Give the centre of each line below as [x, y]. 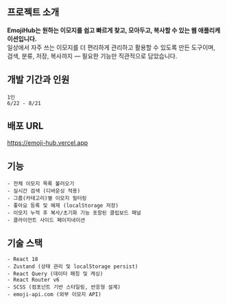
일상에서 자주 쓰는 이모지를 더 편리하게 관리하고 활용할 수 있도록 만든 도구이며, [111, 47]
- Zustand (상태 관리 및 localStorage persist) [73, 267]
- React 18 [23, 260]
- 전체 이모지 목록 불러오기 [41, 184]
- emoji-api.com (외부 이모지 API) [54, 295]
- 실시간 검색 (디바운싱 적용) [44, 191]
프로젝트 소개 [33, 12]
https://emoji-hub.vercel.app [48, 143]
